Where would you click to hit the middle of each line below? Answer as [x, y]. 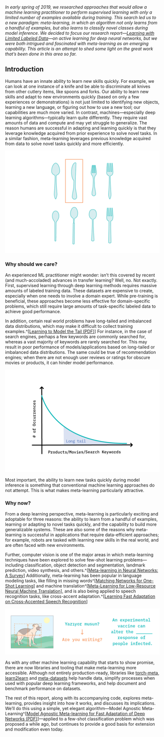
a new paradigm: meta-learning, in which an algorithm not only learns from [81, 23]
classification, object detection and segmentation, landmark [85, 565]
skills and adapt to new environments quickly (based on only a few [72, 97]
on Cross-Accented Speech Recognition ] [47, 601]
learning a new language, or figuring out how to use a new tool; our [73, 107]
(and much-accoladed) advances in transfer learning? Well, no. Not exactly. [81, 280]
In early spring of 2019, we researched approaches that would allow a [76, 7]
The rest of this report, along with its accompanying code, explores [73, 698]
